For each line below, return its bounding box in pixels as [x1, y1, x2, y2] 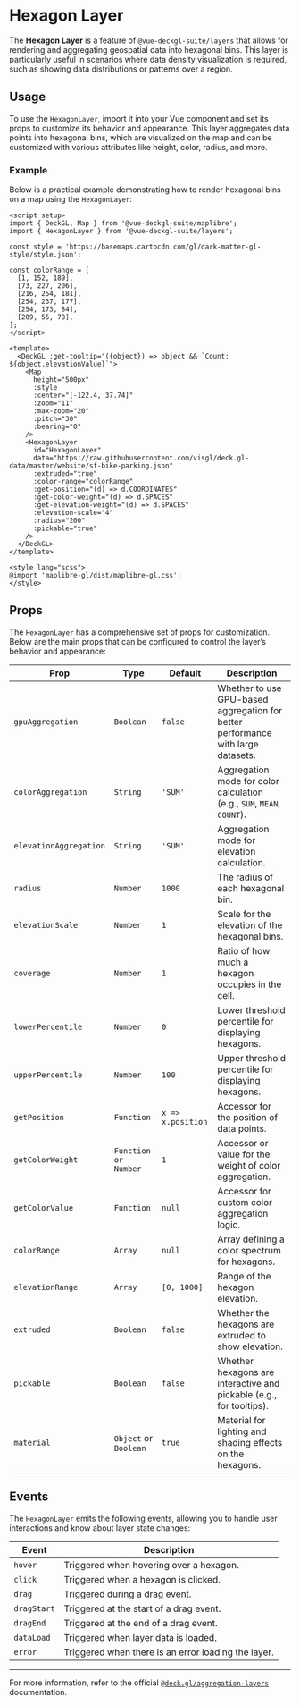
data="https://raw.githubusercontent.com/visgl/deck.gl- [32, 453, 250, 463]
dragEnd [13, 1617, 46, 1628]
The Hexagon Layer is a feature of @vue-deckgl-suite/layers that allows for [9, 35, 288, 46]
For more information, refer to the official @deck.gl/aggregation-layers [9, 1677, 270, 1688]
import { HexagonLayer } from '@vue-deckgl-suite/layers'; [9, 227, 234, 236]
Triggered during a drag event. [63, 1588, 192, 1600]
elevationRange [13, 1282, 79, 1292]
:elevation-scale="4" [32, 509, 114, 518]
